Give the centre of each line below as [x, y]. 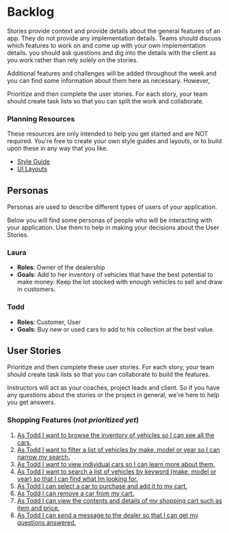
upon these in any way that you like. [58, 149]
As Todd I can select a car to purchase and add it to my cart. [102, 486]
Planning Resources [41, 119]
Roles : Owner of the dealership [61, 267]
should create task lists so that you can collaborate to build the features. [109, 375]
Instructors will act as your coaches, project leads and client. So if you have [113, 388]
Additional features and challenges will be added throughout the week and [112, 73]
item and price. [38, 508]
